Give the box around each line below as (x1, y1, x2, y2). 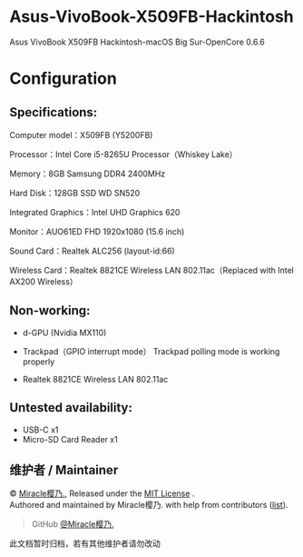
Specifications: (9, 104, 98, 120)
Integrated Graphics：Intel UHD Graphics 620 (9, 206, 181, 217)
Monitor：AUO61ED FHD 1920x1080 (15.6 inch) (9, 225, 185, 237)
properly (22, 356, 55, 367)
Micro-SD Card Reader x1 (22, 433, 118, 444)
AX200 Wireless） (9, 275, 79, 287)
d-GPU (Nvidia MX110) (22, 327, 107, 338)
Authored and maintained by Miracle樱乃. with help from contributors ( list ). (9, 500, 288, 511)
